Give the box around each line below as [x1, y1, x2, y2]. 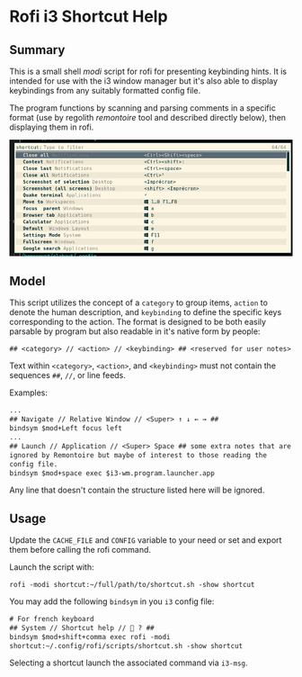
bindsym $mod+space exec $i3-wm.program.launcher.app [9, 469, 216, 478]
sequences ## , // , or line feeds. [9, 370, 126, 381]
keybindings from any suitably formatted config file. [9, 86, 200, 95]
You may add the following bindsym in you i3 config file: [9, 596, 215, 607]
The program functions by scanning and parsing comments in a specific [9, 103, 276, 113]
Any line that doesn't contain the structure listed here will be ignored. [9, 484, 265, 496]
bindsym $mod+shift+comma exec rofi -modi [9, 633, 171, 642]
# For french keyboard [9, 615, 94, 624]
